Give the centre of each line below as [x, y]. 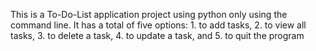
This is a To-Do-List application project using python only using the [149, 14]
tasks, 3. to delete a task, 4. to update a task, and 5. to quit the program [157, 35]
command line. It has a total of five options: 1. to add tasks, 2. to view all [158, 25]
